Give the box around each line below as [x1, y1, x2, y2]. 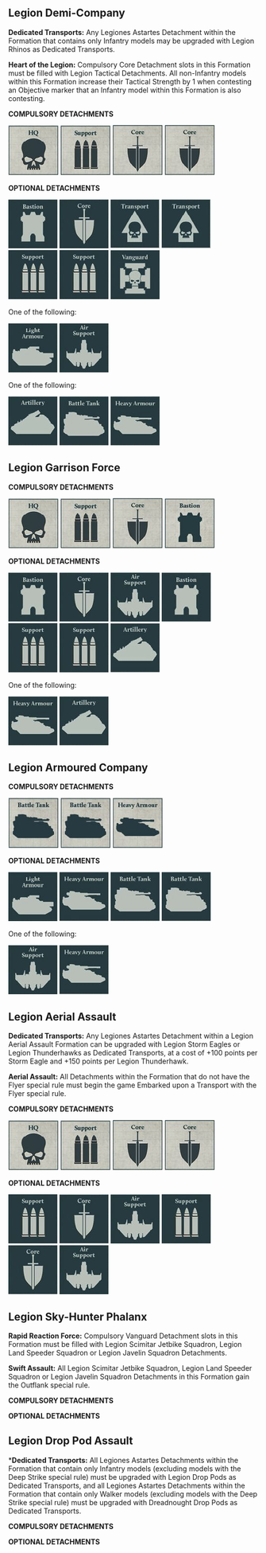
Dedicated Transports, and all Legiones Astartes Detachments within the [8, 1481, 245, 1490]
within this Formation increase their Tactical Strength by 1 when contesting [8, 76, 253, 86]
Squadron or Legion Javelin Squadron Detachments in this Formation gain [8, 1372, 250, 1382]
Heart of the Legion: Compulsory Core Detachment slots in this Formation [8, 60, 252, 69]
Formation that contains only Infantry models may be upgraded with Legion [8, 36, 255, 45]
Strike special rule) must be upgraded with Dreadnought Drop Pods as [8, 1497, 238, 1507]
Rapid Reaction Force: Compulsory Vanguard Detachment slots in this [8, 1331, 238, 1340]
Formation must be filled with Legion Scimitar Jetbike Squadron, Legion [8, 1340, 242, 1349]
